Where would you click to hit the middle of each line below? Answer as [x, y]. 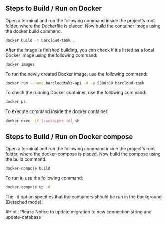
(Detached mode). [24, 202]
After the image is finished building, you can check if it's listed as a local [80, 50]
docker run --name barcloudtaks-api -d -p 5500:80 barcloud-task [75, 83]
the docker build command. [34, 31]
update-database [23, 217]
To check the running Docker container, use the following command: [76, 93]
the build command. [26, 159]
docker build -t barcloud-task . [40, 40]
